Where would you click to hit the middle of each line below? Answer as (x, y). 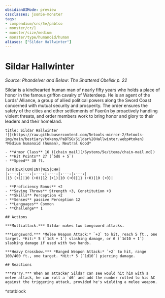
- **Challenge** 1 (24, 208)
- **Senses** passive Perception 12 (43, 199)
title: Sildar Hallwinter (32, 130)
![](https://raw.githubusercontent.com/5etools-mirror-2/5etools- (75, 135)
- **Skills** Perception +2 (34, 195)
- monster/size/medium (28, 33)
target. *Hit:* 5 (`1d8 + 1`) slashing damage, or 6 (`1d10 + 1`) (75, 239)
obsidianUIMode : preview (31, 10)
